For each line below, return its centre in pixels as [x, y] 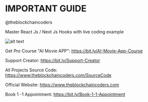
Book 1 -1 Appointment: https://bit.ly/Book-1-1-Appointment [65, 94]
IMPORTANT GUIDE [46, 9]
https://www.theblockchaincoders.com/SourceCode [58, 75]
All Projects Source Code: [31, 70]
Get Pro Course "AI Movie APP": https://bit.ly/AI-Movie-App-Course [74, 51]
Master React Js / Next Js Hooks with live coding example [64, 32]
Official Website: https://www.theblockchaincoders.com [62, 85]
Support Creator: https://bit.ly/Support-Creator [53, 60]
